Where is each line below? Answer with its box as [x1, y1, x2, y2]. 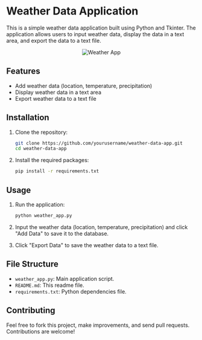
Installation [6, 113, 49, 123]
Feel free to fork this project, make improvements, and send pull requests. [6, 321, 190, 329]
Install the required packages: [14, 157, 89, 164]
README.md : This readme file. [14, 282, 84, 289]
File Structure [6, 259, 58, 269]
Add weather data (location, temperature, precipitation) [14, 82, 153, 89]
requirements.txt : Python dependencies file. [14, 288, 127, 295]
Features [6, 66, 40, 77]
